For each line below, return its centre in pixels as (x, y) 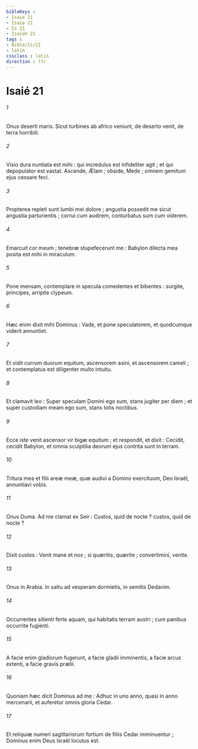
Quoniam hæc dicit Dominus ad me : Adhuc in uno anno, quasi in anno (92, 696)
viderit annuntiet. (27, 330)
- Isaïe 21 (20, 23)
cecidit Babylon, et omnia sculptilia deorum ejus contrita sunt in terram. (93, 446)
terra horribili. (23, 132)
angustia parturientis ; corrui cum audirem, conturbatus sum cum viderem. (97, 216)
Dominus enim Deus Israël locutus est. (53, 741)
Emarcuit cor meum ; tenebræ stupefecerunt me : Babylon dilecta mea (92, 248)
